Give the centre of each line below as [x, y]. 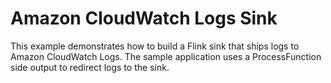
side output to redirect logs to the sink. [90, 67]
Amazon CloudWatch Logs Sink [144, 18]
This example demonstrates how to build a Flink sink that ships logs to [155, 46]
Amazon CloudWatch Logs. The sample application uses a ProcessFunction [166, 56]
